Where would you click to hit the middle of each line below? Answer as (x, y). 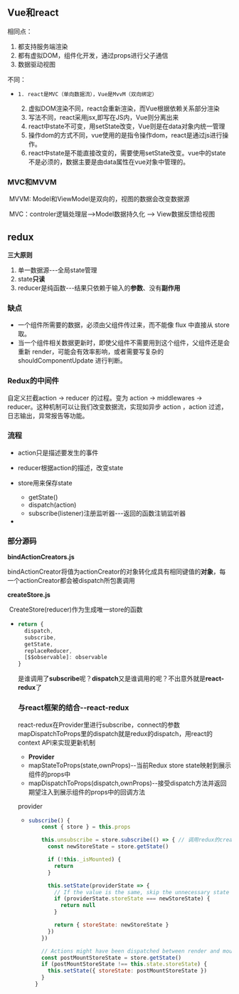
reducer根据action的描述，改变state (70, 467)
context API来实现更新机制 (57, 742)
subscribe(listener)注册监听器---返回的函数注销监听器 (107, 513)
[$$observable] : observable (66, 658)
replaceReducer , (48, 651)
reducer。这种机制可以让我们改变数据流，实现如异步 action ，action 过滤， (117, 407)
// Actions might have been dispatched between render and (131, 951)
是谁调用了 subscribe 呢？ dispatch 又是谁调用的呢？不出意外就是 (112, 678)
